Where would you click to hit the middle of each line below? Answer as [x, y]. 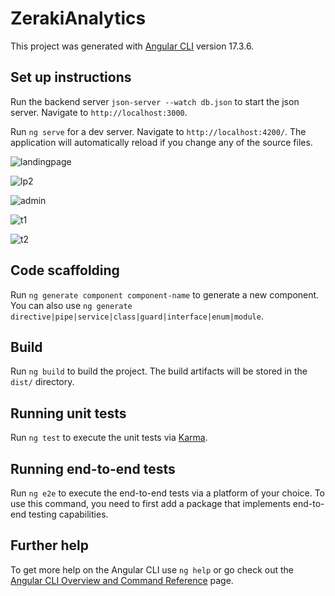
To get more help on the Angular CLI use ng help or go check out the [152, 569]
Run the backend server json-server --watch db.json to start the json [155, 101]
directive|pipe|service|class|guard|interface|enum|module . [137, 316]
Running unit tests [68, 413]
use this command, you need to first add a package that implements [150, 503]
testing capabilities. [68, 514]
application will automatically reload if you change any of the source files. [161, 142]
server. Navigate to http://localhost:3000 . [99, 112]
